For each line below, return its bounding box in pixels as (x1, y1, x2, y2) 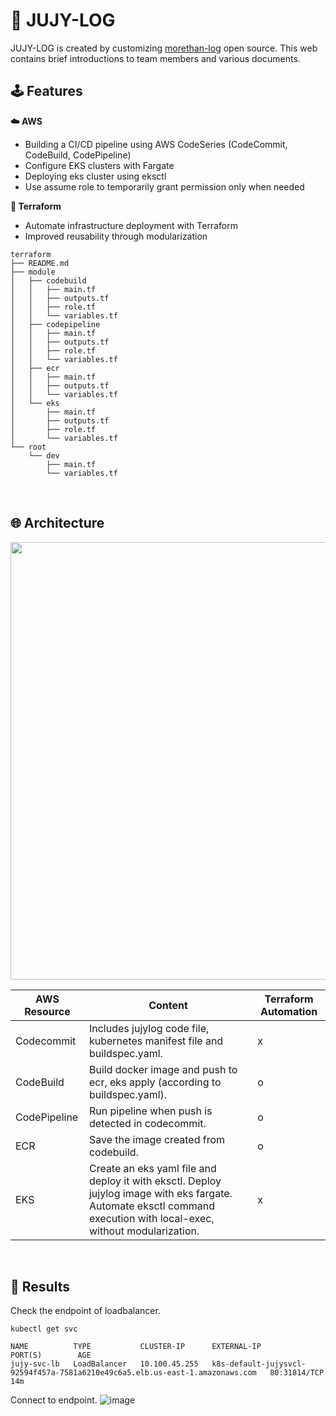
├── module (10, 267, 56, 277)
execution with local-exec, (88, 1211, 215, 1225)
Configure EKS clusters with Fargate (24, 159, 175, 171)
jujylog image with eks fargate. (88, 1186, 233, 1200)
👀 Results (10, 1278, 70, 1295)
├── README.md (10, 258, 70, 268)
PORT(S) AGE (10, 1350, 92, 1361)
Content (148, 998, 188, 1012)
